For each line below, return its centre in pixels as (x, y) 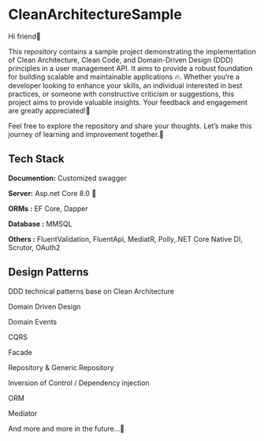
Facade (20, 352)
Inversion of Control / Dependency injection (79, 383)
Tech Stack (36, 159)
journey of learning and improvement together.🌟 (86, 134)
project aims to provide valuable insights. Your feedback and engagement (128, 102)
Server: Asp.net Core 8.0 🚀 (52, 193)
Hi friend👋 (24, 36)
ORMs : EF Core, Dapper (48, 208)
